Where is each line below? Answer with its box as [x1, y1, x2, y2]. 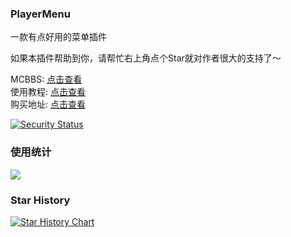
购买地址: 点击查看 [10, 98, 86, 111]
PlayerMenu [10, 7, 71, 21]
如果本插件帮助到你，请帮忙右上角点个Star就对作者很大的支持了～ [10, 52, 282, 64]
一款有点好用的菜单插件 [10, 31, 107, 43]
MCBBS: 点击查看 [10, 73, 83, 86]
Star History [10, 193, 71, 207]
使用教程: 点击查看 [10, 86, 86, 98]
